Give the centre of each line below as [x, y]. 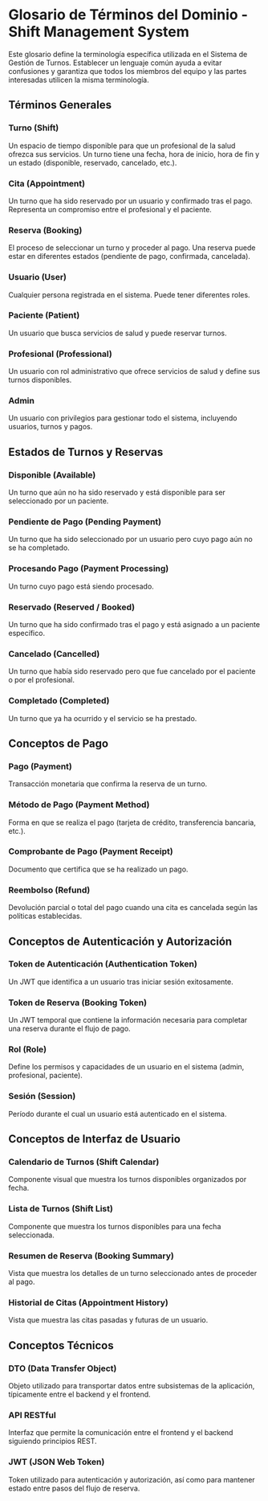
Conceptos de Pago [59, 743]
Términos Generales [60, 105]
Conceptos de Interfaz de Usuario [94, 1139]
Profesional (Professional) [60, 354]
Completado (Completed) [59, 701]
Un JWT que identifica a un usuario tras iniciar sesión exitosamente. [121, 982]
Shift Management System [99, 32]
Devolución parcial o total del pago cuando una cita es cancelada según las [133, 908]
